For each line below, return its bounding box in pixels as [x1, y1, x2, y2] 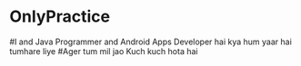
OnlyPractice [9, 6, 111, 27]
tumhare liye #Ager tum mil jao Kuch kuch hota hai [9, 45, 198, 56]
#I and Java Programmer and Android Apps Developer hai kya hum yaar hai [9, 36, 293, 47]
